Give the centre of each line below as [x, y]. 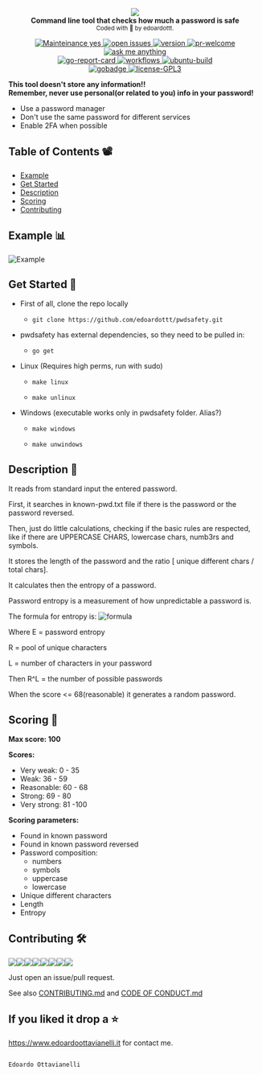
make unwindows [57, 445]
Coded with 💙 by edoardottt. [135, 28]
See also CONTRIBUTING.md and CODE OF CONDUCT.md [106, 993]
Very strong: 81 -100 [53, 805]
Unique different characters [65, 896]
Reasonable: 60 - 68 [54, 788]
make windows [54, 429]
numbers [47, 862]
